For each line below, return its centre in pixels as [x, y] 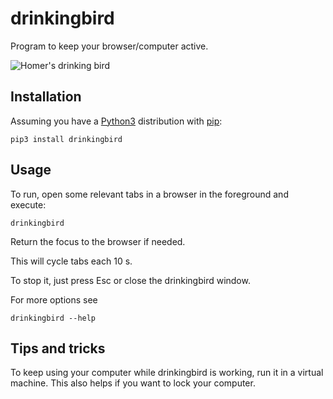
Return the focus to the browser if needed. [98, 241]
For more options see [54, 299]
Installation [46, 97]
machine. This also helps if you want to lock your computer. [133, 383]
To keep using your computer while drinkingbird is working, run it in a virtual [167, 373]
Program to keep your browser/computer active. [109, 46]
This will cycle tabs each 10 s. [71, 261]
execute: [28, 204]
